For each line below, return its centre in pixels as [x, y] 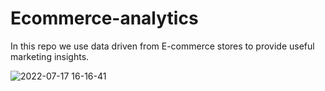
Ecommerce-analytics [104, 18]
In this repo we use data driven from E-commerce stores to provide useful [162, 46]
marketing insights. [50, 56]
